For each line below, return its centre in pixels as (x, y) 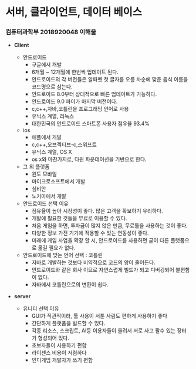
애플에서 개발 (47, 137)
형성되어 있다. (54, 338)
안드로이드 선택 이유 (45, 203)
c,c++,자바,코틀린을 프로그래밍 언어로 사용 (80, 109)
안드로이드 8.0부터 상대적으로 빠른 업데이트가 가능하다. (94, 94)
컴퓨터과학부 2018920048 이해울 (51, 32)
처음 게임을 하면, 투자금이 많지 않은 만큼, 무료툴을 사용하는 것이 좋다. (110, 226)
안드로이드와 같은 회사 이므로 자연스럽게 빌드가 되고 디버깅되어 (103, 270)
